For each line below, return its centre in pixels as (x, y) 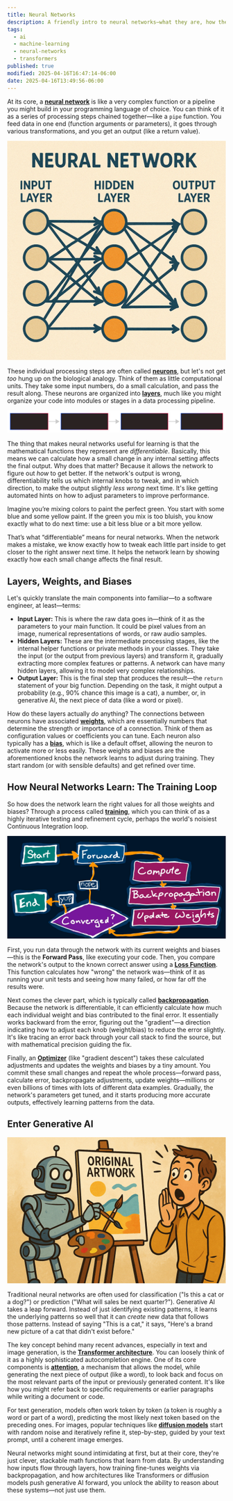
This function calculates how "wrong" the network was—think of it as (106, 972)
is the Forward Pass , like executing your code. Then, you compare (120, 957)
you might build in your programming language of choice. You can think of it (116, 109)
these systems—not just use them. (57, 1490)
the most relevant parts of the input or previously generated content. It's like (116, 1381)
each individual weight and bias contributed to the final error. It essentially (113, 1015)
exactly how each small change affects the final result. (85, 559)
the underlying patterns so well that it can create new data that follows (108, 1316)
